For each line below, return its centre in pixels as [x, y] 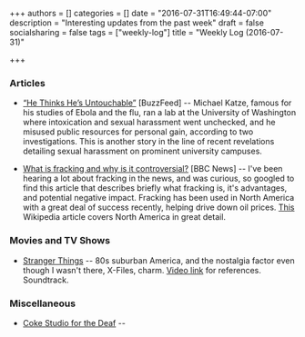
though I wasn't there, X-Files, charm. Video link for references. [142, 270]
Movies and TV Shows [60, 241]
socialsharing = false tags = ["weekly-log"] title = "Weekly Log [127, 32]
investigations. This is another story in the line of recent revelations [148, 142]
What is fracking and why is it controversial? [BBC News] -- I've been [152, 169]
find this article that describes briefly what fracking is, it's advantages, [155, 188]
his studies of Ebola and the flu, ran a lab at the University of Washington [159, 113]
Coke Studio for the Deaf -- [74, 322]
